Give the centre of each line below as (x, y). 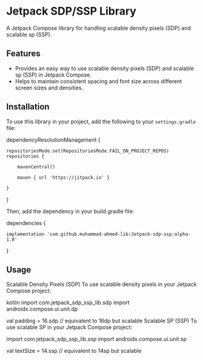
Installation (28, 107)
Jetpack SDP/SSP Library (71, 11)
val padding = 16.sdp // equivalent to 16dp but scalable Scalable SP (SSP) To (101, 321)
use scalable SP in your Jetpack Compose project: (69, 327)
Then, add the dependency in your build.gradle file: (70, 211)
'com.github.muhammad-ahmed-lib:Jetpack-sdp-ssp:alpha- (119, 234)
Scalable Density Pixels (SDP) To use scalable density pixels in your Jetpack (101, 285)
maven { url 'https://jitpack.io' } (64, 178)
